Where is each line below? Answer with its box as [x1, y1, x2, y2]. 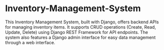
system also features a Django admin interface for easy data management [5, 34, 156, 40]
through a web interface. [5, 39, 55, 45]
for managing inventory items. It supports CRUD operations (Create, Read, [5, 24, 157, 30]
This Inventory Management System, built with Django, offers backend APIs [5, 19, 159, 25]
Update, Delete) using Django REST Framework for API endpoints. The [5, 29, 148, 35]
